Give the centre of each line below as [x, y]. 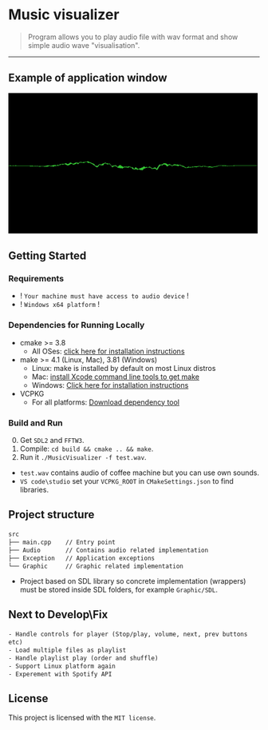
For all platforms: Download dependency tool [106, 402]
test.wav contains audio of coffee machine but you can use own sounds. [140, 473]
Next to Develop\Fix [58, 614]
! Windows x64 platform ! [59, 305]
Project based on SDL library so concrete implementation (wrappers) [133, 580]
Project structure [51, 515]
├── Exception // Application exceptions [82, 558]
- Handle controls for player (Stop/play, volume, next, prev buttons [128, 634]
